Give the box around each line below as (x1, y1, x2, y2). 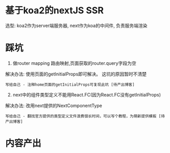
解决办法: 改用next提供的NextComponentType (5, 103, 102, 109)
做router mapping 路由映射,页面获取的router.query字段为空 (12, 60, 136, 66)
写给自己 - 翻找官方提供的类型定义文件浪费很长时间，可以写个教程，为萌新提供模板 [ (5, 113, 161, 119)
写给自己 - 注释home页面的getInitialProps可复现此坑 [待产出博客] (5, 82, 135, 87)
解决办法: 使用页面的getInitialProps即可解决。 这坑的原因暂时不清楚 (5, 71, 147, 77)
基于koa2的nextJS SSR (5, 5, 104, 16)
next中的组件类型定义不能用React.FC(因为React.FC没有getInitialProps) (12, 91, 161, 97)
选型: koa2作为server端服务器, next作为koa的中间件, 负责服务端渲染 (5, 22, 148, 29)
